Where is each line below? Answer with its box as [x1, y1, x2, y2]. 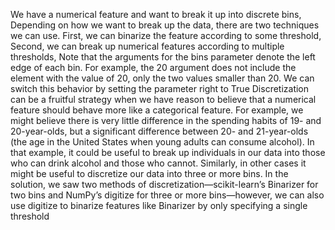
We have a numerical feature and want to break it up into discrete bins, [10, 9, 302, 20]
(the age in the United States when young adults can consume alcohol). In [10, 136, 315, 148]
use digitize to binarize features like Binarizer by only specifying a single [10, 200, 308, 211]
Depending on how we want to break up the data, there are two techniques [10, 19, 320, 31]
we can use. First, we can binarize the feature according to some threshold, [10, 30, 322, 41]
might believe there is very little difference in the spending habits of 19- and [10, 115, 322, 126]
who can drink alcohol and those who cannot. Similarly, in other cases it [10, 157, 307, 169]
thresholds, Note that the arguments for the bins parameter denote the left [10, 51, 316, 63]
